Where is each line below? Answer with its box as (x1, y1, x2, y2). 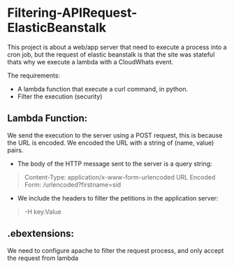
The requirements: (7, 71, 61, 80)
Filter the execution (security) (17, 92, 103, 101)
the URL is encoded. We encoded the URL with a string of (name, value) (7, 138, 214, 147)
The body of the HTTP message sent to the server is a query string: (17, 159, 212, 168)
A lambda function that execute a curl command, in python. (17, 85, 189, 93)
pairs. (7, 145, 24, 154)
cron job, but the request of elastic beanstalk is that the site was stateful (7, 50, 215, 59)
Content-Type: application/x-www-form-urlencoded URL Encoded (24, 173, 216, 181)
